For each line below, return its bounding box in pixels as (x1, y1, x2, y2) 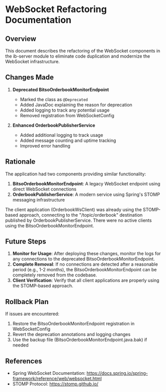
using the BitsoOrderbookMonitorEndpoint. (5, 222, 95, 228)
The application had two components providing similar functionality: (5, 171, 146, 177)
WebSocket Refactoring (5, 4, 107, 15)
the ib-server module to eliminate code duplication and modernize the (5, 53, 150, 59)
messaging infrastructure (12, 197, 65, 203)
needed (12, 342, 29, 348)
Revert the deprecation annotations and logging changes (12, 331, 131, 337)
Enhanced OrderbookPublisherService (12, 122, 96, 128)
